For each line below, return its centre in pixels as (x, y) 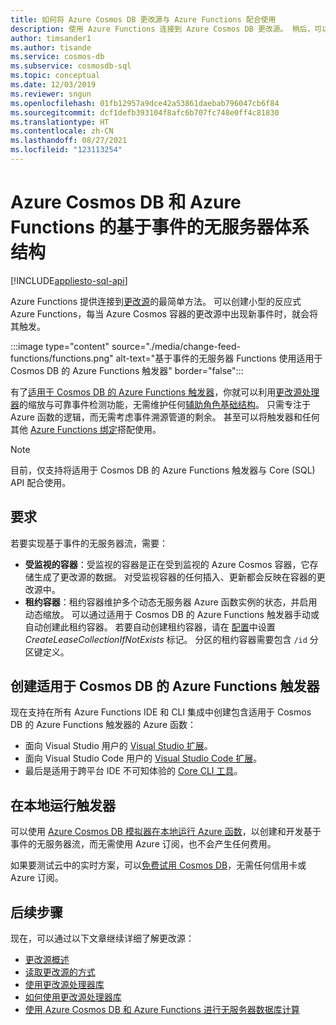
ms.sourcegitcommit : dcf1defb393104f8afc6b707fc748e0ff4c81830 (145, 112)
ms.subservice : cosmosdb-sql (71, 66)
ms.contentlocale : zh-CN (62, 131)
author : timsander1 (51, 38)
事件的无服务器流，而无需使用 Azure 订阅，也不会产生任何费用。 (143, 844)
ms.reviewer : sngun (51, 94)
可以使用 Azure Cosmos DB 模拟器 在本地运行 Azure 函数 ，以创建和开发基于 (166, 832)
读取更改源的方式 (60, 972)
